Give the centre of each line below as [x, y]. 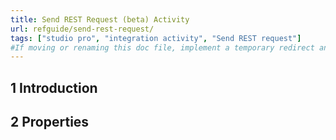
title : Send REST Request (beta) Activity [100, 19]
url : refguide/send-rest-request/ [82, 29]
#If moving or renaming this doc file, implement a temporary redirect [162, 47]
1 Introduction [54, 87]
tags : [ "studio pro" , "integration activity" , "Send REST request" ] [156, 38]
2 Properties [50, 122]
